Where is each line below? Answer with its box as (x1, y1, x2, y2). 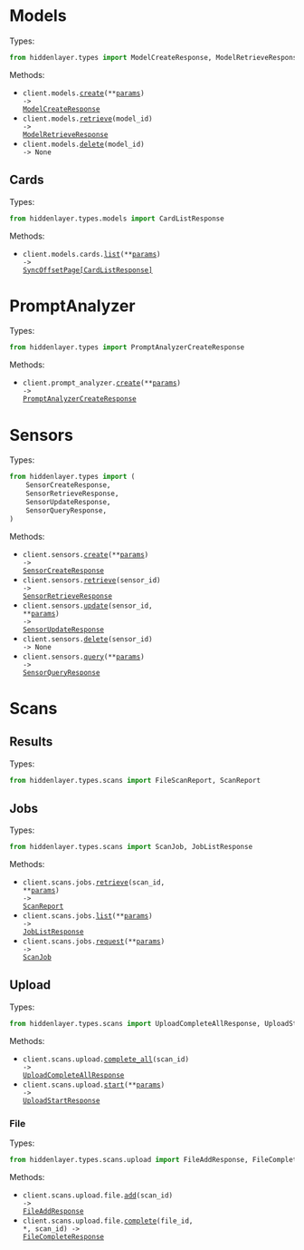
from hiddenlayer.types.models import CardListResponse (9, 214, 224, 223)
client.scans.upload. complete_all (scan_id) (22, 1054, 190, 1064)
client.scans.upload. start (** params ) (22, 1080, 166, 1089)
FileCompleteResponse (22, 1232, 104, 1241)
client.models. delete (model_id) (22, 140, 145, 149)
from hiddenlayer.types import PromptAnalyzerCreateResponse (9, 343, 245, 352)
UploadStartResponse (22, 1096, 100, 1105)
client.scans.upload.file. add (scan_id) (22, 1190, 174, 1200)
